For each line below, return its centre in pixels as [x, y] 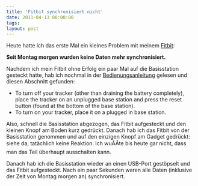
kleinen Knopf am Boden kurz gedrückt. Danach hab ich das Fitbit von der [98, 130]
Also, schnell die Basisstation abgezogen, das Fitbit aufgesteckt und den [96, 124]
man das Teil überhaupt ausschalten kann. [59, 152]
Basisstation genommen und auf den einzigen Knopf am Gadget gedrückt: [98, 137]
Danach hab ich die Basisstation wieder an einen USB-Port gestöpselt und [98, 164]
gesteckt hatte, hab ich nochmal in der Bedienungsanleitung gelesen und [97, 75]
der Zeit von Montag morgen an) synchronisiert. [66, 176]
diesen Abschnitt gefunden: [41, 82]
